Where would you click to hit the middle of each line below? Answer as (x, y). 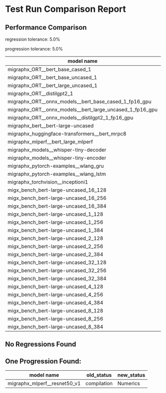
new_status (131, 375)
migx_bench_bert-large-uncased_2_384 (56, 254)
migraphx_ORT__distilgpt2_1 (40, 94)
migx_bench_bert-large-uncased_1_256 (56, 222)
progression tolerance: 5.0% (34, 49)
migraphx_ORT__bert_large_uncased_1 (53, 85)
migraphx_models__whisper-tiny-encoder (57, 158)
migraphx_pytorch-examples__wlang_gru (56, 166)
